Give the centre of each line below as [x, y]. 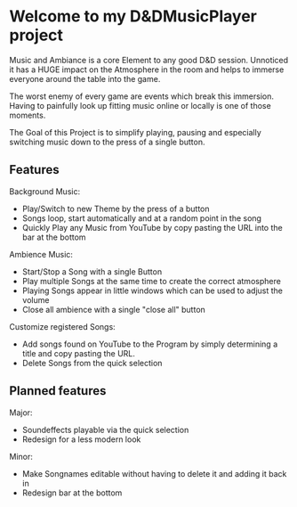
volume [36, 299]
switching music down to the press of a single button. [108, 142]
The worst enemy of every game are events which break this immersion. [141, 96]
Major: [21, 413]
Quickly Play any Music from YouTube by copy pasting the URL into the [152, 227]
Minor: [21, 456]
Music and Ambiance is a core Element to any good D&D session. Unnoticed [149, 60]
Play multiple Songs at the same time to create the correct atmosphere [152, 281]
